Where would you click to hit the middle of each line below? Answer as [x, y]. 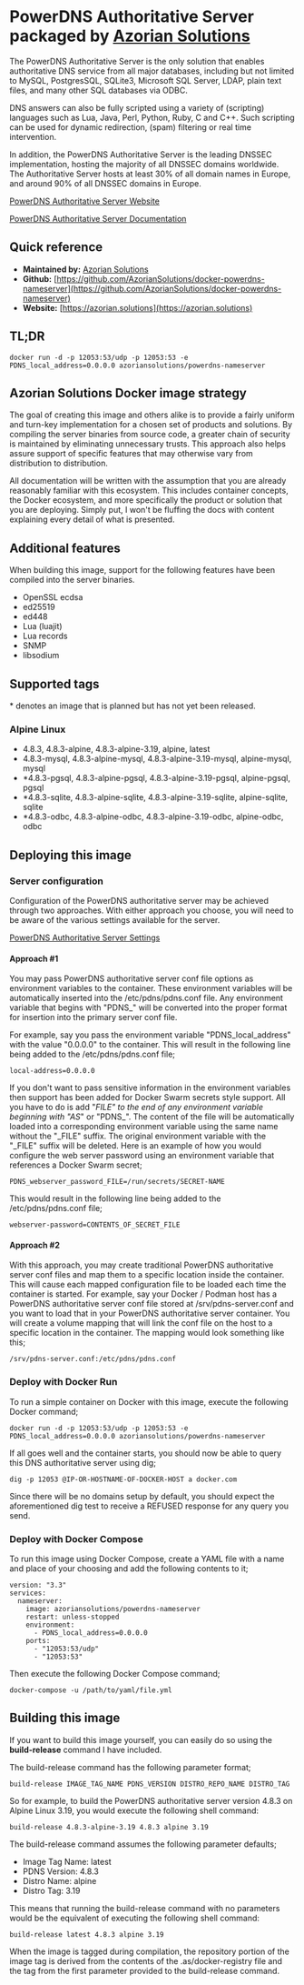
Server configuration [57, 881]
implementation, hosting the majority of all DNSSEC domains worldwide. [144, 164]
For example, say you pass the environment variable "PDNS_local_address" [151, 1035]
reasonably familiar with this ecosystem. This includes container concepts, [149, 491]
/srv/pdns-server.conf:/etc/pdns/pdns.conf [93, 1359]
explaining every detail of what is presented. [92, 519]
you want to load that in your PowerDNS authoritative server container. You [150, 1313]
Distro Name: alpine [59, 1880]
